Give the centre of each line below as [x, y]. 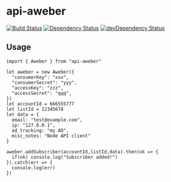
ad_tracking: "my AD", [40, 130]
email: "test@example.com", [47, 120]
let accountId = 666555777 [40, 104]
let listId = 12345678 [35, 109]
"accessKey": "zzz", [38, 88]
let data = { [23, 114]
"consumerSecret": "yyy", [45, 82]
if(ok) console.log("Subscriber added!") [65, 157]
